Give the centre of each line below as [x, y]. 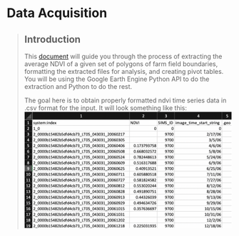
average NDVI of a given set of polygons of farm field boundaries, [121, 64]
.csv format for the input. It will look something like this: [105, 108]
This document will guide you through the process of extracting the [123, 56]
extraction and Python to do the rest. [78, 86]
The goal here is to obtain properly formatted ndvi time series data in [125, 100]
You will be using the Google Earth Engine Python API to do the [117, 79]
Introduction [52, 39]
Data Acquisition [57, 13]
